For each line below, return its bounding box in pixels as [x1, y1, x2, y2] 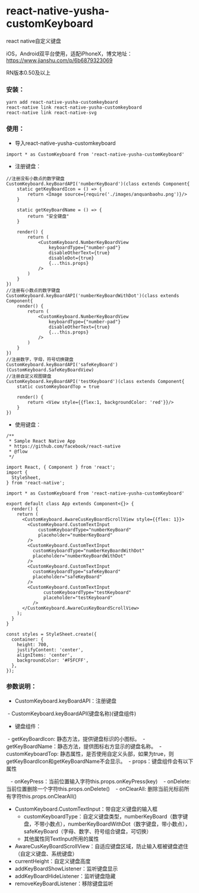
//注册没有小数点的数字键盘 [6, 175, 65, 181]
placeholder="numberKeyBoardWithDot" [32, 553, 127, 559]
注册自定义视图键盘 [11, 373, 52, 379]
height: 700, [17, 641, 49, 648]
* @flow [8, 449, 28, 455]
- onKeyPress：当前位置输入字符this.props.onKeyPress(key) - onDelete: [10, 777, 191, 785]
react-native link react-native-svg [6, 110, 97, 116]
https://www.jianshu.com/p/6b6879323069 [6, 57, 113, 64]
